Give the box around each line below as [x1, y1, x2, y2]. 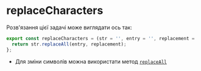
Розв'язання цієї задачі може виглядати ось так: [6, 24, 133, 31]
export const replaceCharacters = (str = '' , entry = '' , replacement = [6, 35, 195, 41]
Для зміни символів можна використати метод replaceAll [15, 58, 167, 65]
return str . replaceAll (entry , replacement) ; [12, 41, 127, 47]
